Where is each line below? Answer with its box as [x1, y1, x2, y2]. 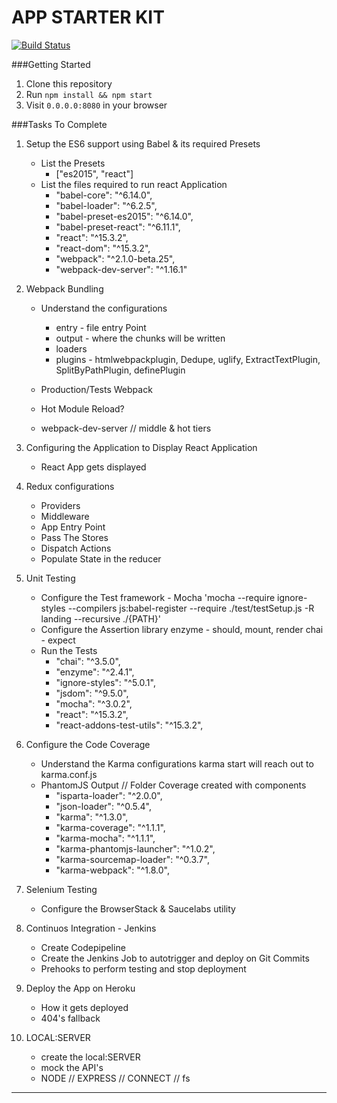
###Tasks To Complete [11, 118, 108, 130]
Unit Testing [25, 572, 76, 584]
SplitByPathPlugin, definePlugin [55, 364, 186, 376]
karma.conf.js [40, 768, 98, 780]
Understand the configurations [40, 302, 168, 314]
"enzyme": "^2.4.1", [55, 666, 135, 678]
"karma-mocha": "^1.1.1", [55, 832, 156, 844]
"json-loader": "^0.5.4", [55, 800, 152, 812]
